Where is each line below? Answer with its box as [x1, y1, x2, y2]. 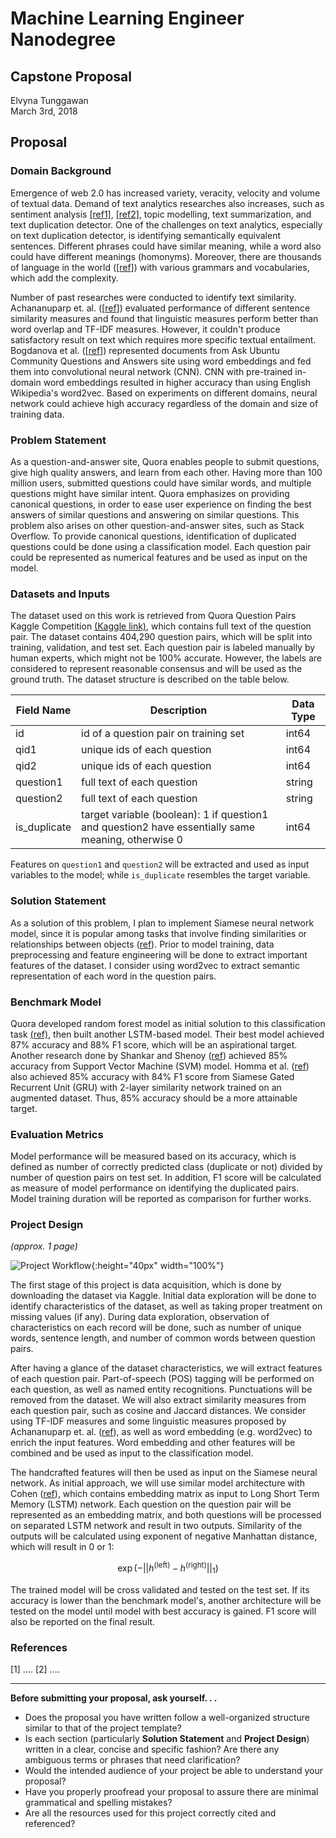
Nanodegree [10, 28, 117, 51]
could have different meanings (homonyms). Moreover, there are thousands [10, 250, 322, 262]
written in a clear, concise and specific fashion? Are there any [24, 1743, 280, 1756]
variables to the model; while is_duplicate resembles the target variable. [10, 869, 311, 881]
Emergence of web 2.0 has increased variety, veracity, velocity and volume [10, 187, 321, 199]
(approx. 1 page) [10, 1240, 78, 1252]
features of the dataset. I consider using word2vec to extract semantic [10, 959, 300, 971]
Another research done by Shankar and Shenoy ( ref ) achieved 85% [10, 1049, 288, 1061]
